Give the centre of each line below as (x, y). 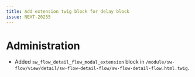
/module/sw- (160, 62)
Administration (43, 46)
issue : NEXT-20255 (28, 17)
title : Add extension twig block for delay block (68, 11)
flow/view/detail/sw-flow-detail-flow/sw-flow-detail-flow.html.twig (101, 69)
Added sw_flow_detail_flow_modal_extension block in (79, 62)
